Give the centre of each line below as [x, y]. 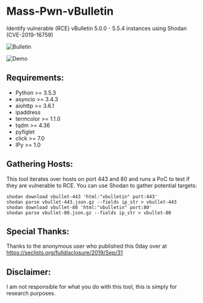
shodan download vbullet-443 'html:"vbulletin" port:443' [82, 197]
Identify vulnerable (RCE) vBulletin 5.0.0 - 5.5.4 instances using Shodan [97, 28]
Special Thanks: [38, 231]
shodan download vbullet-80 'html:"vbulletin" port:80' [79, 207]
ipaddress [28, 112]
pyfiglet [25, 132]
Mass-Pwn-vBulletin [60, 11]
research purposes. [31, 293]
